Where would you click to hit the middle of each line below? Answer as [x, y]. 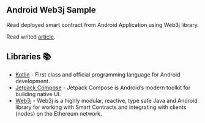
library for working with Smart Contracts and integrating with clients [101, 107]
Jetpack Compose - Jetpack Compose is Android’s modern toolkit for [103, 88]
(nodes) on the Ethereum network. [58, 113]
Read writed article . [31, 37]
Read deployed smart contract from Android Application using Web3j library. [102, 24]
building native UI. [38, 94]
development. [32, 81]
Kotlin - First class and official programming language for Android [98, 74]
